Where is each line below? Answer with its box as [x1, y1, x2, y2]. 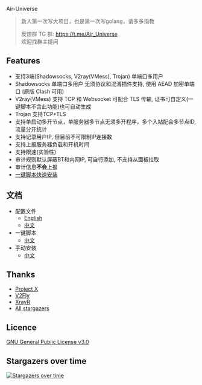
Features [6, 56, 40, 66]
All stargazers [14, 305, 49, 312]
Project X [14, 285, 38, 293]
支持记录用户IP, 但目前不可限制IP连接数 [14, 133, 113, 140]
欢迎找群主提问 [21, 38, 58, 45]
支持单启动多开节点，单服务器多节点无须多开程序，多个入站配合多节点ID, [14, 118, 197, 125]
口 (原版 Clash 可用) [14, 88, 65, 95]
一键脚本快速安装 [14, 170, 58, 178]
